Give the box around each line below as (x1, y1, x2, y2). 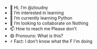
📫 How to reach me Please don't (9, 26, 77, 31)
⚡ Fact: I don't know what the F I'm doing (9, 38, 93, 44)
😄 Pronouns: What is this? (9, 33, 64, 39)
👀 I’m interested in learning (9, 10, 64, 16)
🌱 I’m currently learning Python (9, 15, 73, 21)
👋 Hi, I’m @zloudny (9, 5, 48, 10)
